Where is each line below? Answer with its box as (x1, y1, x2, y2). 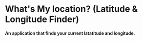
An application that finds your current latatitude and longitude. (5, 30, 135, 36)
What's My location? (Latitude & (5, 3, 138, 15)
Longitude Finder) (5, 14, 80, 25)
